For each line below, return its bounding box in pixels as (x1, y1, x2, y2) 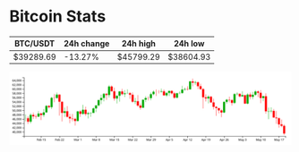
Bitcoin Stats (9, 6, 107, 27)
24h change (64, 38, 110, 49)
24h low (173, 38, 205, 49)
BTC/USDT (14, 38, 56, 49)
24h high (121, 38, 157, 49)
